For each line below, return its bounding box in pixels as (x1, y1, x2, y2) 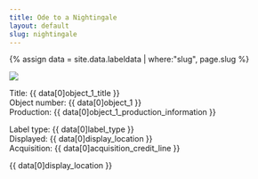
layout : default (9, 21, 69, 30)
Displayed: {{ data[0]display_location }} (9, 134, 153, 144)
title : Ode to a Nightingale (9, 12, 117, 22)
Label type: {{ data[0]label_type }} (9, 124, 135, 134)
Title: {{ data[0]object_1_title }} (9, 88, 120, 99)
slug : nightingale (9, 29, 77, 38)
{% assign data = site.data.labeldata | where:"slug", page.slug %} (9, 54, 250, 65)
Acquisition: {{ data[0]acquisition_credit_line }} (9, 143, 181, 154)
